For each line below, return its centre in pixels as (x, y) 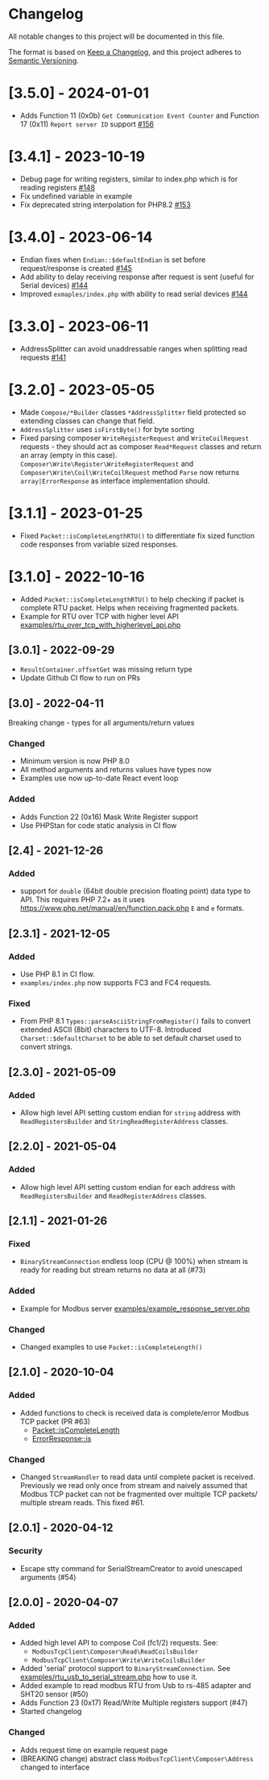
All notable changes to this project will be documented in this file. (117, 36)
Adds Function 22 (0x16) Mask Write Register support (109, 817)
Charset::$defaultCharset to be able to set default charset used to (130, 1038)
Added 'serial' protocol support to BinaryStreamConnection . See (125, 1669)
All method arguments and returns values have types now (116, 770)
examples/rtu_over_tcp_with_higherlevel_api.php (100, 625)
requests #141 (43, 357)
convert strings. (46, 1047)
